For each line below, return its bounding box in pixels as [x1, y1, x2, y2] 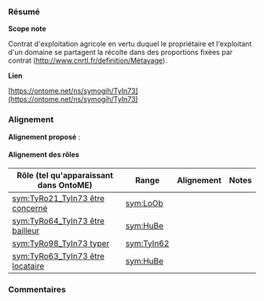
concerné [12, 202, 48, 213]
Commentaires [8, 284, 67, 295]
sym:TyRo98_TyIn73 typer [12, 238, 110, 248]
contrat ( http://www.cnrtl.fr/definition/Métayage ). [8, 56, 167, 65]
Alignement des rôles [8, 150, 80, 159]
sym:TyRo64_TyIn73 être [12, 215, 104, 226]
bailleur [12, 225, 40, 236]
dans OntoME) [37, 180, 93, 190]
